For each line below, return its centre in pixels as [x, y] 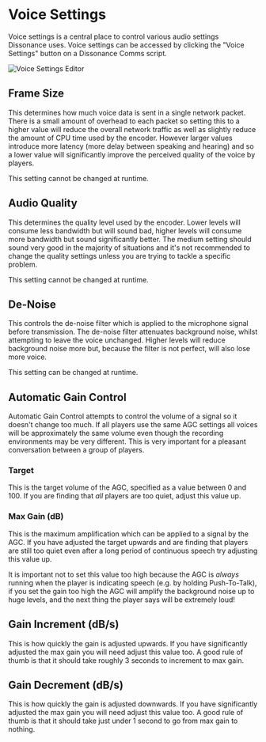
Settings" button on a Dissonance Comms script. [88, 53]
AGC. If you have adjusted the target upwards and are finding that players [128, 542]
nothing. [22, 729]
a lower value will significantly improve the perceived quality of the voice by [132, 154]
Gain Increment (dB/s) [64, 625]
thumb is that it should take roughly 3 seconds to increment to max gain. [126, 660]
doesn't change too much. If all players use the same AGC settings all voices [133, 425]
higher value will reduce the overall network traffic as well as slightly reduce [132, 129]
